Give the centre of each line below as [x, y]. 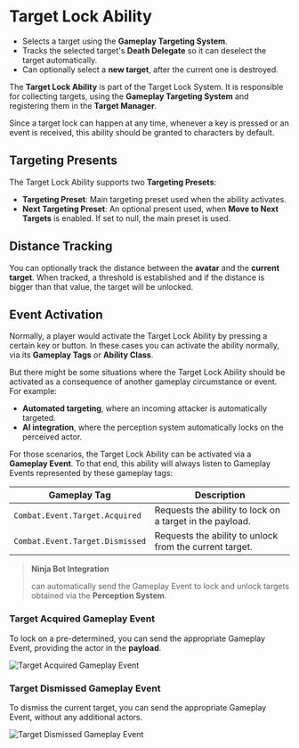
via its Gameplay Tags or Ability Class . [81, 355]
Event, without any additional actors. [76, 717]
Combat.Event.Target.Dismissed [80, 542]
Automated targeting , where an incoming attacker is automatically [145, 408]
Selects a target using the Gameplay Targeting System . [125, 41]
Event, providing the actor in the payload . [85, 647]
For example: [33, 391]
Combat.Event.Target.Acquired [78, 516]
